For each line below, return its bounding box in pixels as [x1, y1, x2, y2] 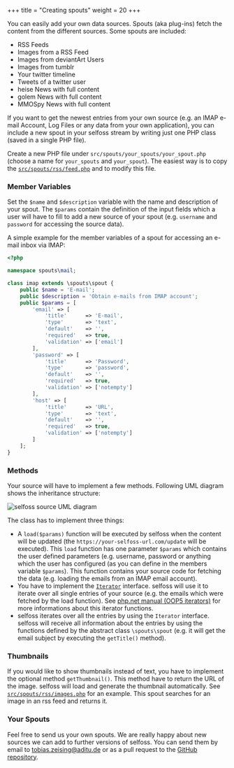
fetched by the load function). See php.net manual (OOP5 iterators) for [17, 596, 221, 605]
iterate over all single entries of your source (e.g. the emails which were [17, 589, 224, 597]
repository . [7, 753, 38, 761]
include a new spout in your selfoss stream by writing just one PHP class [7, 129, 217, 137]
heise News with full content [17, 85, 100, 93]
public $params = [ [20, 299, 77, 307]
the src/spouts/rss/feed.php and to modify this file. [7, 165, 156, 172]
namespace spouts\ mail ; [7, 267, 77, 274]
